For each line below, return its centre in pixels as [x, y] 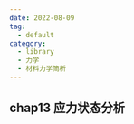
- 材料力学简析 [42, 69]
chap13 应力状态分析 [67, 108]
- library [36, 52]
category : [28, 43]
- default [36, 35]
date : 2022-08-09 [42, 18]
